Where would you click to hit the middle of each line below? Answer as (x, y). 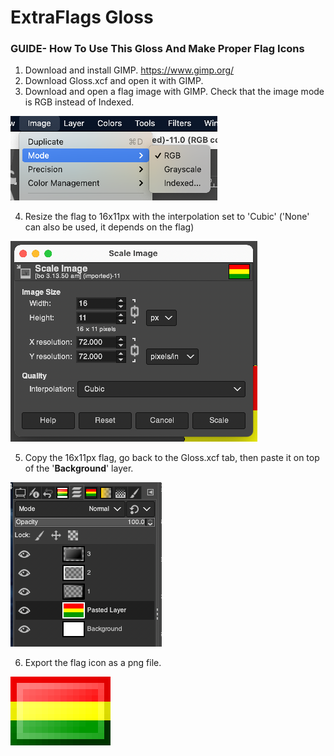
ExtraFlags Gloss (82, 17)
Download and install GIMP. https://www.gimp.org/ (129, 70)
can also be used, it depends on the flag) (109, 227)
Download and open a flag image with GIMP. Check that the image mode (174, 92)
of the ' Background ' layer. (79, 468)
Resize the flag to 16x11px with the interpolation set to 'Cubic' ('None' (167, 217)
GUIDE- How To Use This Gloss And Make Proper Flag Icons (157, 49)
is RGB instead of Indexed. (79, 102)
